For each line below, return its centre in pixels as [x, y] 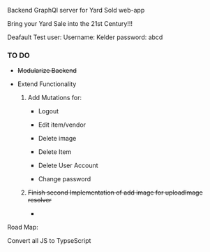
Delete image [57, 139]
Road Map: [23, 227]
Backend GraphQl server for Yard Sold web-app [76, 10]
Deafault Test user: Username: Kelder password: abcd [85, 37]
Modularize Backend [47, 71]
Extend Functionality [47, 84]
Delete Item [55, 152]
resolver [40, 200]
